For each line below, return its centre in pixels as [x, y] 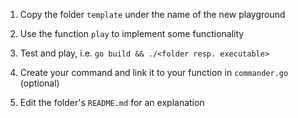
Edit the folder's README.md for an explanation [112, 102]
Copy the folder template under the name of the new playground [152, 14]
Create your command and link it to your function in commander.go [154, 72]
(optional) [39, 83]
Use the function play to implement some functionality [132, 33]
